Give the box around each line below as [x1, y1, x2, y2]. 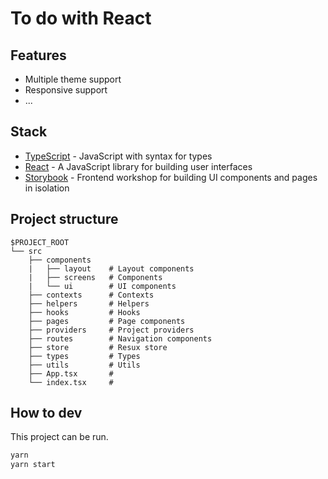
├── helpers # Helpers [28, 298, 150, 309]
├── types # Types [28, 351, 141, 361]
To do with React [10, 7, 152, 30]
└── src [10, 246, 43, 256]
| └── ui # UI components [28, 281, 177, 291]
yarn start [10, 460, 56, 470]
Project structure [10, 211, 119, 228]
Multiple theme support [24, 73, 122, 85]
